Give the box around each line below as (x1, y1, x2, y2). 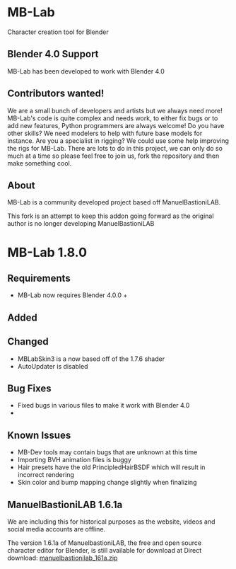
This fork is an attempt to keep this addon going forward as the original (7, 212, 214, 220)
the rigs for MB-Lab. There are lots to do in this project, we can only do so (7, 144, 223, 152)
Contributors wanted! (7, 88, 105, 100)
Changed (7, 335, 49, 347)
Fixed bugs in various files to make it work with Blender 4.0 (17, 401, 190, 410)
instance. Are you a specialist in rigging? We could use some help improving (7, 136, 230, 145)
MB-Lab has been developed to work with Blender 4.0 (7, 67, 165, 75)
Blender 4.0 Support (7, 48, 99, 60)
